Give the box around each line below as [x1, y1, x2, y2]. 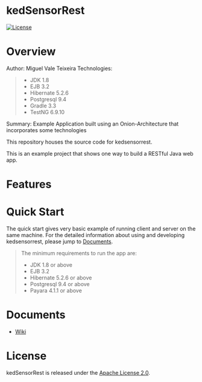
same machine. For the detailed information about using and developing [6, 232, 185, 238]
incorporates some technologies [6, 126, 87, 133]
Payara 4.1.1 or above [30, 287, 83, 294]
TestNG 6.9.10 [30, 108, 65, 115]
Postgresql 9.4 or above [30, 281, 90, 287]
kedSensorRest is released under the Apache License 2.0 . [6, 369, 151, 376]
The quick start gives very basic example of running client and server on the [6, 225, 196, 232]
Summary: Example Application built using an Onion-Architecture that [6, 120, 179, 127]
